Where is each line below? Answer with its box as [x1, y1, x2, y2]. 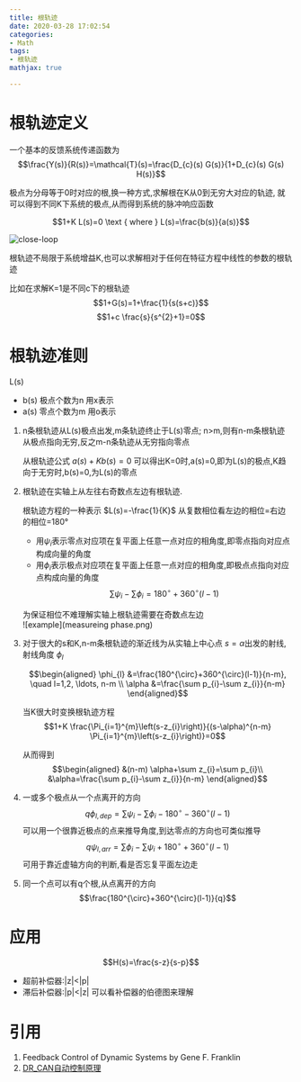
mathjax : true [9, 64, 63, 73]
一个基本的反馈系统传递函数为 [9, 144, 120, 155]
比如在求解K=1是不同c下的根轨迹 [9, 283, 130, 293]
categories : [9, 30, 54, 39]
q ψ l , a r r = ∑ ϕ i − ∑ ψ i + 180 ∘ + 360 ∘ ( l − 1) [85, 840, 230, 854]
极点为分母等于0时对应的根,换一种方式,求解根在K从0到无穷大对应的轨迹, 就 [9, 186, 286, 198]
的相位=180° [22, 516, 69, 527]
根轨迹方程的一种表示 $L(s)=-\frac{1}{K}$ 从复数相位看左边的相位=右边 [22, 505, 286, 516]
